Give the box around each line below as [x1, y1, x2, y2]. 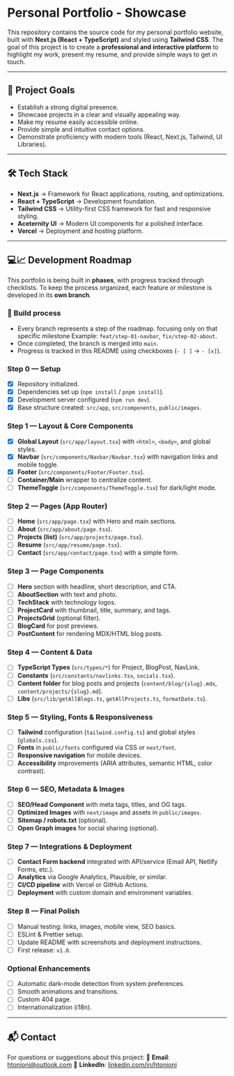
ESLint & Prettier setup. [17, 930, 84, 939]
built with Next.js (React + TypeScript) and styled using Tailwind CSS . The [7, 35, 224, 43]
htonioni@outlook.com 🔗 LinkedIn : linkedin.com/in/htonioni [7, 1061, 178, 1069]
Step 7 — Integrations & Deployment [7, 842, 132, 851]
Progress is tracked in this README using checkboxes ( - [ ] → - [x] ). [17, 347, 221, 355]
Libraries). [17, 139, 47, 148]
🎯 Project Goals [7, 84, 75, 96]
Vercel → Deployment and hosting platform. [17, 227, 144, 235]
